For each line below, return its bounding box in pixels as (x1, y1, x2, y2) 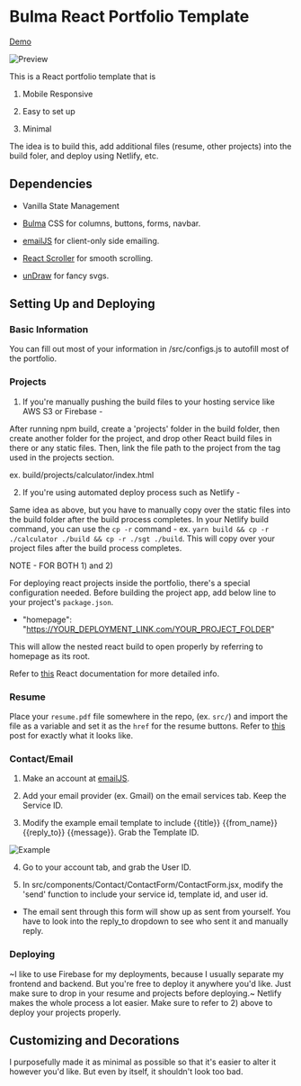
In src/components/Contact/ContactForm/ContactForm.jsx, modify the (22, 880, 284, 891)
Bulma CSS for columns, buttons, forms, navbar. (22, 218, 201, 229)
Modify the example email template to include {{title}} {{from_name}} (22, 818, 279, 828)
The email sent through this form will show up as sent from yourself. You (22, 907, 291, 918)
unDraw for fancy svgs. (22, 270, 110, 281)
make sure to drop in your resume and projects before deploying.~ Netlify (9, 988, 282, 999)
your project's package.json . (9, 596, 114, 607)
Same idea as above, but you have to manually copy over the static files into (9, 504, 291, 515)
